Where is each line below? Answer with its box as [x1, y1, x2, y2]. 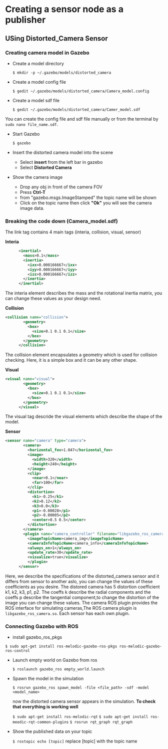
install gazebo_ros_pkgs [12, 634, 62, 640]
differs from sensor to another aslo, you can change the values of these [5, 578, 153, 584]
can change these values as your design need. [5, 296, 101, 302]
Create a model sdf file [12, 97, 60, 103]
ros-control [5, 648, 30, 653]
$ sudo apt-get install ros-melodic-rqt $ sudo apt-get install [12, 714, 148, 719]
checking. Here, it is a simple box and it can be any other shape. [5, 357, 137, 363]
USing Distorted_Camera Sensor [5, 34, 108, 43]
